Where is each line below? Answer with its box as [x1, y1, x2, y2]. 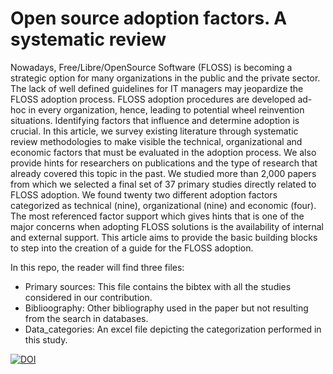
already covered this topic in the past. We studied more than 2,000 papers [10, 167, 317, 179]
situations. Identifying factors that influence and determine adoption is [10, 114, 300, 126]
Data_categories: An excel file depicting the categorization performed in [24, 323, 322, 335]
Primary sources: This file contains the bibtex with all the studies [24, 280, 292, 292]
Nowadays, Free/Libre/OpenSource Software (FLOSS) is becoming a [10, 61, 293, 73]
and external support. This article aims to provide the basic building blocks [10, 231, 318, 243]
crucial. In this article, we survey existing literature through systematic [10, 125, 299, 137]
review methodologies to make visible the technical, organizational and [10, 135, 303, 147]
